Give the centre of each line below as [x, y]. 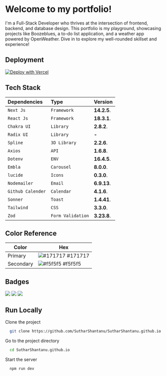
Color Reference [31, 233]
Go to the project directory [32, 341]
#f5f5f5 [72, 264]
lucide [15, 175]
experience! [17, 44]
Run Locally [24, 310]
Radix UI [18, 134]
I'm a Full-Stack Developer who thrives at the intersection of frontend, [77, 23]
